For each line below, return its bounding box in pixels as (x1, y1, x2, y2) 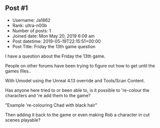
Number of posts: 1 (12, 27, 51, 34)
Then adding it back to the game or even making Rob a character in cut (5, 112, 150, 118)
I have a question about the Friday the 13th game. (5, 53, 106, 59)
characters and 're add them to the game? (5, 92, 91, 98)
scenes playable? (5, 117, 40, 123)
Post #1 (5, 4, 28, 12)
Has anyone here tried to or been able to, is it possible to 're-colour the (5, 87, 150, 93)
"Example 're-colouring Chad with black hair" (5, 102, 97, 108)
